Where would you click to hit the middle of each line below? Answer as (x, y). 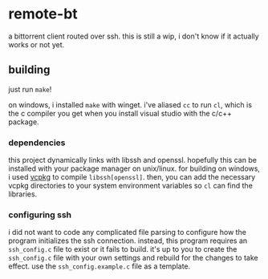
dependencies (37, 143)
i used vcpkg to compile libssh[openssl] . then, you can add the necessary (132, 177)
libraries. (23, 194)
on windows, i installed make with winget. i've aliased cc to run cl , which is (130, 104)
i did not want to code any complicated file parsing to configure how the (128, 232)
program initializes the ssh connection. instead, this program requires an (128, 241)
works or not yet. (37, 44)
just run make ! (30, 89)
